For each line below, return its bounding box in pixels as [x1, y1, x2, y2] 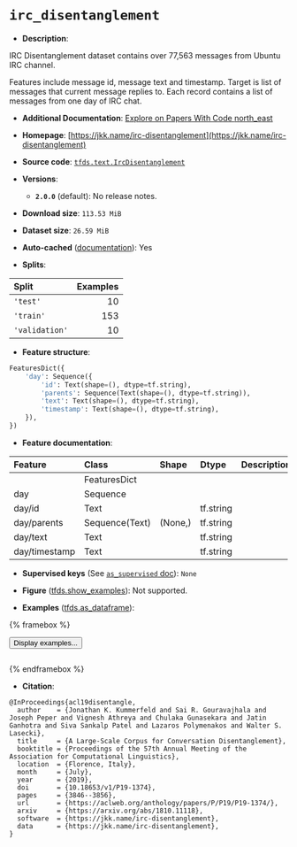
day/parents [13, 516, 64, 528]
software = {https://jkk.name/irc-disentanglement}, [17, 813, 219, 823]
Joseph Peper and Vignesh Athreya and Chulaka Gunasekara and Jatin [9, 713, 267, 722]
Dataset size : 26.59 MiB [21, 225, 110, 235]
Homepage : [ [21, 129, 72, 140]
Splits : [21, 259, 47, 270]
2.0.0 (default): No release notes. [34, 190, 157, 201]
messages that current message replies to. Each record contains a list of [9, 86, 273, 96]
